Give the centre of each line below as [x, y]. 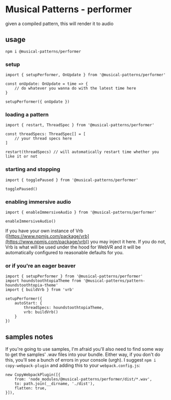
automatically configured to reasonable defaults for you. [65, 252]
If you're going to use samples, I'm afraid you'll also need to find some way [84, 349]
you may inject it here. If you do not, [128, 241]
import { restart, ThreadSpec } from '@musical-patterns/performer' [80, 125]
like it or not [22, 157]
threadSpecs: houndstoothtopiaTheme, [64, 308]
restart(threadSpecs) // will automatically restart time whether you [82, 152]
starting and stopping [33, 169]
